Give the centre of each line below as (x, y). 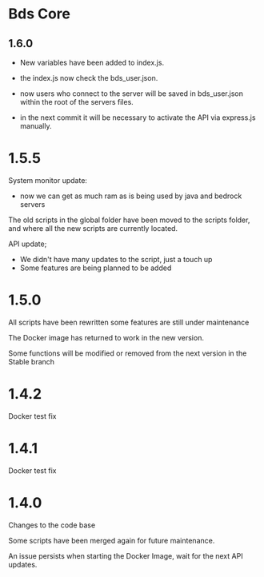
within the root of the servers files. (76, 102)
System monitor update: (48, 180)
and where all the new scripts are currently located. (93, 228)
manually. (36, 126)
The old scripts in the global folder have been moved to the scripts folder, (129, 220)
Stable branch (31, 361)
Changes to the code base (52, 525)
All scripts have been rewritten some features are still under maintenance (129, 322)
